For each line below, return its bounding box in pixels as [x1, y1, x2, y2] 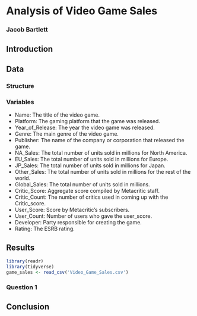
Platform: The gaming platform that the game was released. [14, 118, 160, 125]
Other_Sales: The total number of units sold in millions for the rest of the [14, 168, 191, 176]
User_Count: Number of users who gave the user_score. [14, 212, 152, 220]
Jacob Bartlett [6, 26, 49, 34]
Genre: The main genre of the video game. [14, 130, 119, 137]
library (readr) [6, 258, 44, 264]
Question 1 [6, 283, 37, 292]
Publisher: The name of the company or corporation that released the [14, 137, 185, 144]
